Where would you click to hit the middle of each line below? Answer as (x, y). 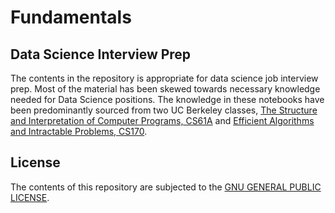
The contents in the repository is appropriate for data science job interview (164, 78)
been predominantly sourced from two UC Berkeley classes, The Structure (164, 110)
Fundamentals (71, 17)
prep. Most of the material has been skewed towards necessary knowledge (165, 89)
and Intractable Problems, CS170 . (79, 131)
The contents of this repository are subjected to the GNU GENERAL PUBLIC (166, 187)
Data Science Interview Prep (101, 54)
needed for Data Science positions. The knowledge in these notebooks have (167, 99)
